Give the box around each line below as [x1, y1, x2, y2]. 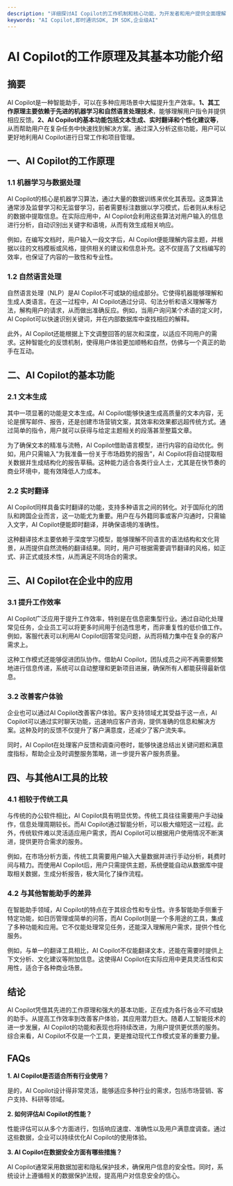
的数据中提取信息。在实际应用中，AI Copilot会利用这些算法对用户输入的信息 [7, 212, 224, 221]
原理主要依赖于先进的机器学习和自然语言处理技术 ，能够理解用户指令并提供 [12, 107, 226, 115]
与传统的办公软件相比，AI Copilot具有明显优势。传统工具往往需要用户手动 [7, 811, 218, 820]
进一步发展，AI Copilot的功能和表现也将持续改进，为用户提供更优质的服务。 [7, 1023, 224, 1031]
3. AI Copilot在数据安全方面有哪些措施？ [7, 1148, 123, 1156]
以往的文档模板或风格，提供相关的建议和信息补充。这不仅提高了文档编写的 [12, 244, 226, 253]
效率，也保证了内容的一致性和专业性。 [7, 253, 116, 261]
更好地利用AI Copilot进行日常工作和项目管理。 [7, 133, 139, 141]
